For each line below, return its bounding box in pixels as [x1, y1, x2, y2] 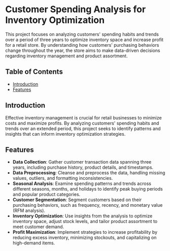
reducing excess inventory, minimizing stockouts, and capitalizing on [12, 235, 157, 241]
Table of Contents [5, 68, 63, 76]
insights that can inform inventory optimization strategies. [5, 131, 126, 137]
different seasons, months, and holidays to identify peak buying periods [12, 186, 163, 192]
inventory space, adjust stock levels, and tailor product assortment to [12, 218, 158, 225]
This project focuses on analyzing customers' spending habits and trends [5, 31, 159, 37]
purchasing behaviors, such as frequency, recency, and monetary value [12, 202, 163, 208]
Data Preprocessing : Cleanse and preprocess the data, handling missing [12, 170, 165, 176]
